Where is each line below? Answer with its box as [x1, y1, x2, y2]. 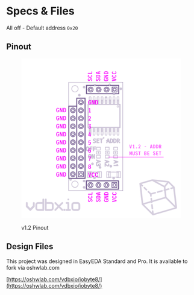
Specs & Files [6, 4, 75, 18]
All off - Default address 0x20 [6, 24, 78, 31]
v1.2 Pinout [21, 224, 49, 231]
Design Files [6, 241, 54, 252]
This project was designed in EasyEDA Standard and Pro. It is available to [6, 258, 188, 265]
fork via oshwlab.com [6, 264, 60, 271]
